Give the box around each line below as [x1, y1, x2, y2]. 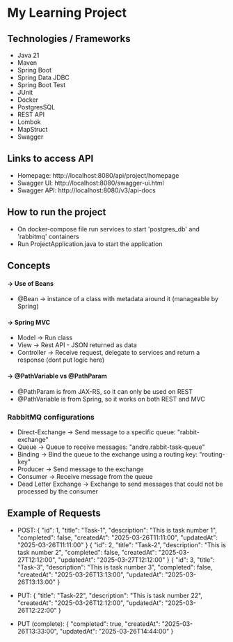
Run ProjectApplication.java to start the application [17, 239, 163, 248]
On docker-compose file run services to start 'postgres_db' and [17, 224, 200, 233]
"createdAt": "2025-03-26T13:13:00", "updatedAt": [17, 570, 164, 579]
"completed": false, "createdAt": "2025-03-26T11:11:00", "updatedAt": [17, 533, 218, 542]
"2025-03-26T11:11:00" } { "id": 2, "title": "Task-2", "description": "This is [17, 540, 226, 549]
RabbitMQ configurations [7, 412, 95, 422]
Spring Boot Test [17, 81, 66, 89]
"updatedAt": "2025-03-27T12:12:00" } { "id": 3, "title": [58, 556, 216, 564]
